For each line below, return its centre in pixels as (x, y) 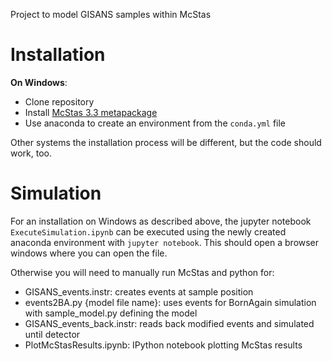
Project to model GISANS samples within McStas (111, 14)
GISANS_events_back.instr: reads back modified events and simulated (169, 323)
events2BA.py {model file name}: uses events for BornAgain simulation (170, 302)
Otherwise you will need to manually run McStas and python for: (142, 272)
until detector (52, 334)
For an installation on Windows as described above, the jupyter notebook (161, 221)
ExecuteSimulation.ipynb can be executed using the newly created (148, 231)
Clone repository (59, 101)
